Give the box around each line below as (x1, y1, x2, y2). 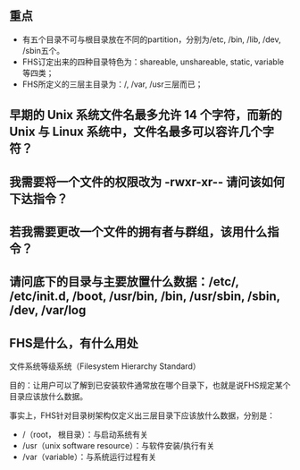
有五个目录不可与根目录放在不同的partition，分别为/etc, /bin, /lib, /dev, (21, 34, 281, 45)
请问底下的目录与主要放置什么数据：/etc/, (9, 274, 239, 289)
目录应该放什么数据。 (9, 391, 87, 402)
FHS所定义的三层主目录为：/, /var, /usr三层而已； (21, 79, 204, 90)
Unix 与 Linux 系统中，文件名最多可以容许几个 (9, 124, 263, 140)
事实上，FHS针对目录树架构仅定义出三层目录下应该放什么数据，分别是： (9, 410, 275, 421)
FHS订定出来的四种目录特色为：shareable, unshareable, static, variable (21, 56, 284, 67)
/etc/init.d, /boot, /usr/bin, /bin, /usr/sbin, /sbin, (9, 289, 280, 304)
